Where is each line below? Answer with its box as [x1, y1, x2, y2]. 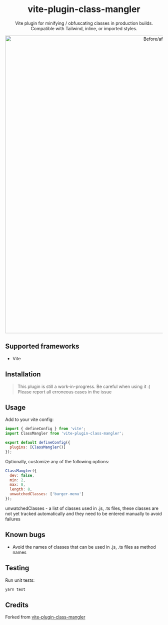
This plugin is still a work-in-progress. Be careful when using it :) [17, 383, 151, 389]
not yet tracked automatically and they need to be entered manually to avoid [5, 510, 162, 516]
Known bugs [5, 531, 46, 539]
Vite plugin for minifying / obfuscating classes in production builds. [14, 20, 153, 26]
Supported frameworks [5, 342, 79, 351]
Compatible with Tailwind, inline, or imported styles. [30, 25, 137, 31]
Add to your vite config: [5, 416, 54, 423]
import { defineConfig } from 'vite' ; [5, 426, 86, 432]
